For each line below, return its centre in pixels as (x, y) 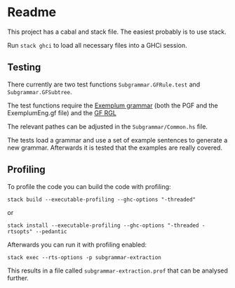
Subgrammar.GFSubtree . (40, 91)
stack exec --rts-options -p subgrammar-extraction (84, 257)
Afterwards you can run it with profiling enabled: (77, 244)
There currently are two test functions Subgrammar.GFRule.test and (104, 84)
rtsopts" (20, 231)
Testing (24, 67)
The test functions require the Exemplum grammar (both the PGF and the (113, 105)
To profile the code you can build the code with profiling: (89, 186)
